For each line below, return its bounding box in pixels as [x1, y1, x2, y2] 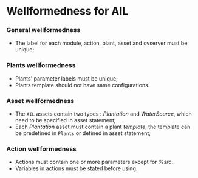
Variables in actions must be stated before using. [15, 165, 138, 172]
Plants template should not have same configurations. [15, 81, 150, 88]
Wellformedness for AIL [6, 4, 129, 18]
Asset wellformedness [6, 96, 75, 105]
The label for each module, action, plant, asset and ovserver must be [15, 39, 188, 47]
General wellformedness [6, 26, 81, 35]
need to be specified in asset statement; [15, 117, 117, 124]
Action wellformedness [6, 145, 77, 153]
